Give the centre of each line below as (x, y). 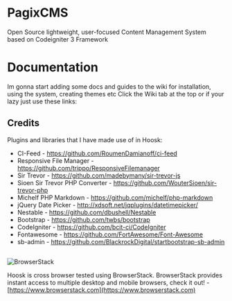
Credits (24, 123)
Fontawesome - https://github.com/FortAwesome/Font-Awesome (110, 234)
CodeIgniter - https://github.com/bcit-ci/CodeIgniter (91, 227)
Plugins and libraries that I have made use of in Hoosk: (85, 139)
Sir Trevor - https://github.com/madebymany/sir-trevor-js (99, 175)
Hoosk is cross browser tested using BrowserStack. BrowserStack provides (115, 275)
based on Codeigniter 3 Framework (58, 39)
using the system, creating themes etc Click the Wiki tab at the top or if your (116, 94)
